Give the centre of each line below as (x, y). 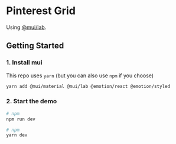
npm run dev (21, 119)
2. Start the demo (32, 102)
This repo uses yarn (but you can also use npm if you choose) (80, 76)
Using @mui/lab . (26, 27)
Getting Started (35, 46)
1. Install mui (24, 63)
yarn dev (17, 135)
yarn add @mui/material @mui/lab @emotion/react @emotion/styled (88, 86)
